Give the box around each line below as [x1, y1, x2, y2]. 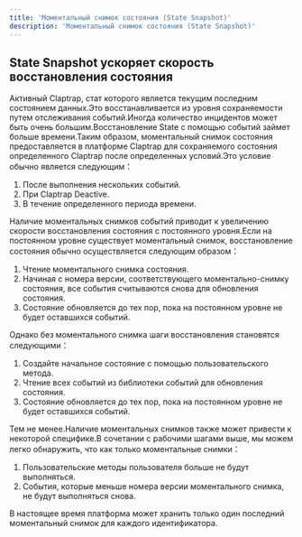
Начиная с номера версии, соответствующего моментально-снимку [22, 273, 289, 284]
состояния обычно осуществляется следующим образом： [9, 245, 240, 257]
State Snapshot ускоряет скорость [9, 55, 215, 70]
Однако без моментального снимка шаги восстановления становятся [9, 329, 279, 340]
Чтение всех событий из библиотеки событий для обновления [22, 377, 263, 388]
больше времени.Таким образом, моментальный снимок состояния [9, 132, 273, 143]
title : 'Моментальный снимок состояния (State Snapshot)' [9, 13, 232, 23]
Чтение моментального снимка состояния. [22, 264, 189, 275]
